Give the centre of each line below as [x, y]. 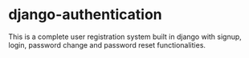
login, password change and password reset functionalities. [107, 44]
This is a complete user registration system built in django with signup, [125, 37]
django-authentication [85, 15]
